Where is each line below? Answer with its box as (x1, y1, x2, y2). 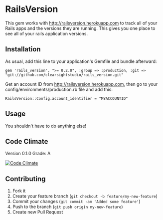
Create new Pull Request (12, 209, 63, 215)
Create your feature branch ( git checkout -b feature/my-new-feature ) (12, 193, 158, 199)
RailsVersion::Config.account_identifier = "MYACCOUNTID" (5, 96, 128, 101)
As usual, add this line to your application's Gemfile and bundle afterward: (5, 58, 157, 64)
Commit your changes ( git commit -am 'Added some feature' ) (12, 199, 141, 205)
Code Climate (5, 137, 48, 146)
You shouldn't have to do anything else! (5, 123, 86, 129)
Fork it (12, 188, 26, 194)
